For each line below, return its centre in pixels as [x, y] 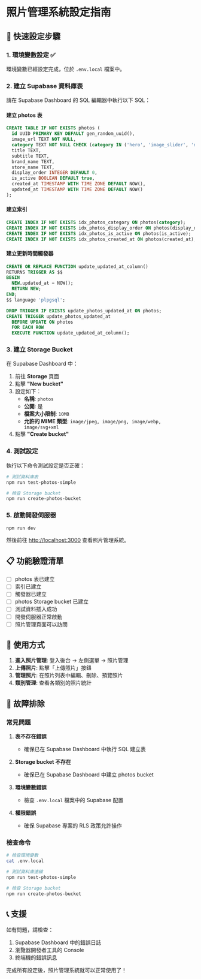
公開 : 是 [33, 406]
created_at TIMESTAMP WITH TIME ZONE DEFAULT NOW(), [79, 184]
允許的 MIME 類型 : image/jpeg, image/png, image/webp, [92, 421]
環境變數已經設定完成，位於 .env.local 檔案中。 [66, 69]
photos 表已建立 [35, 579]
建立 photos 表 [25, 115]
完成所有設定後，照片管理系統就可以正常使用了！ [66, 970]
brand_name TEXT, [33, 162]
